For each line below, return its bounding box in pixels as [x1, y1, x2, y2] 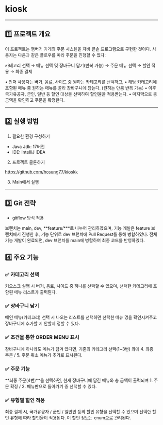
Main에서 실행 [12, 179, 39, 185]
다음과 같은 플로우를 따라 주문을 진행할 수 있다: [17, 52, 106, 58]
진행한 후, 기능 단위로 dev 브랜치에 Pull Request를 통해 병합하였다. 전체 [21, 231, 158, 237]
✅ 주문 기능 [5, 365, 30, 372]
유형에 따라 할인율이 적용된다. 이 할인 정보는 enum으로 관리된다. [10, 415, 131, 421]
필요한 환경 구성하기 [12, 133, 50, 139]
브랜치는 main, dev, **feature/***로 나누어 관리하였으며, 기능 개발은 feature [5, 225, 150, 231]
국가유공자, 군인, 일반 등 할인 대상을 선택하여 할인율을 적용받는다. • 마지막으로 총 [5, 91, 158, 97]
